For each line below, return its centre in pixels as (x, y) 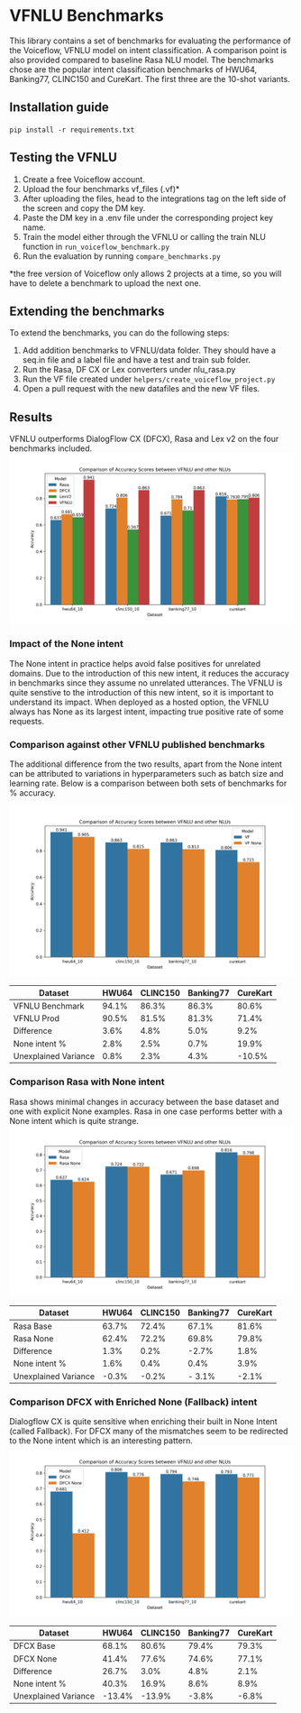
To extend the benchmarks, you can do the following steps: (119, 333)
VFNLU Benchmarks (87, 16)
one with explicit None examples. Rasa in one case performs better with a (146, 1111)
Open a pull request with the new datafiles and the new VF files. (141, 389)
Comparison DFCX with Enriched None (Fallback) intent (133, 1402)
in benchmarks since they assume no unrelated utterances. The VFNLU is (146, 683)
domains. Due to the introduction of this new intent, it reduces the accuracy (150, 673)
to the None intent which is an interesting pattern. (101, 1441)
